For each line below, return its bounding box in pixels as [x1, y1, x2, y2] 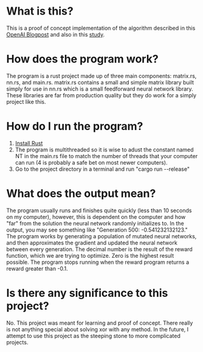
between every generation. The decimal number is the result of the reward [6, 245, 193, 253]
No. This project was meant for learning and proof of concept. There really [6, 319, 193, 326]
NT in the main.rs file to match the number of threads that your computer [15, 152, 198, 159]
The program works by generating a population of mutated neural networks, [6, 232, 197, 240]
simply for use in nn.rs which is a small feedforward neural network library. [6, 85, 193, 92]
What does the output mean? [6, 187, 156, 200]
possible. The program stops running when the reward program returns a [6, 258, 190, 266]
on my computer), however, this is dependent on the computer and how [6, 213, 186, 220]
